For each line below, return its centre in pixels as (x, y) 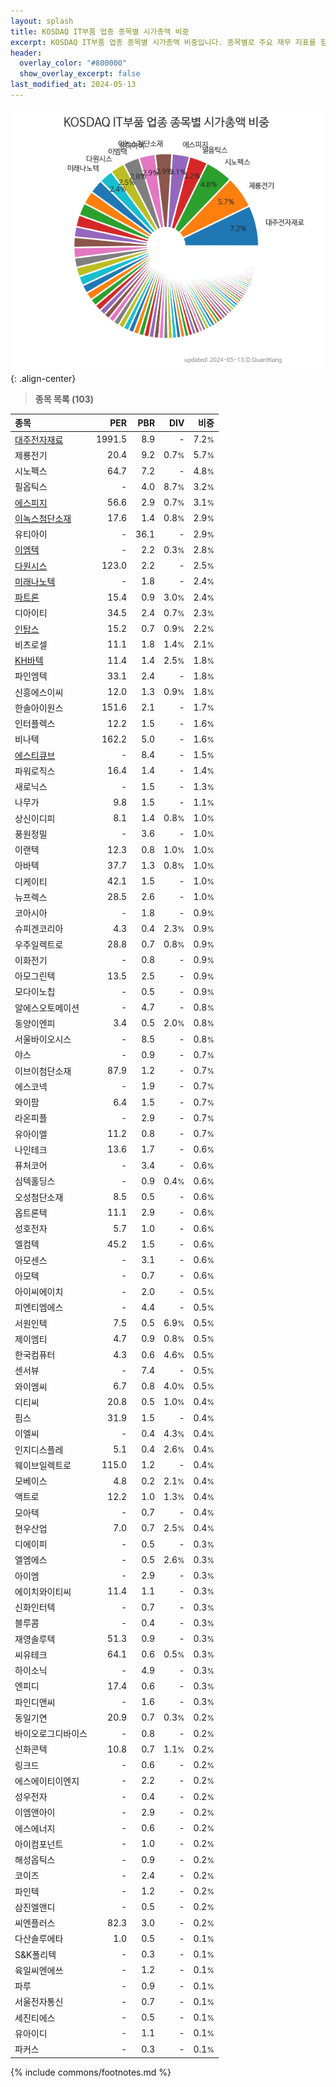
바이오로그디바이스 (51, 1734)
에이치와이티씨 (43, 1591)
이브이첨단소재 (43, 1071)
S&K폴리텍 (35, 1954)
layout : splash (42, 21)
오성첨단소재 (39, 1197)
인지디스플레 (39, 1449)
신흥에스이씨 (39, 692)
